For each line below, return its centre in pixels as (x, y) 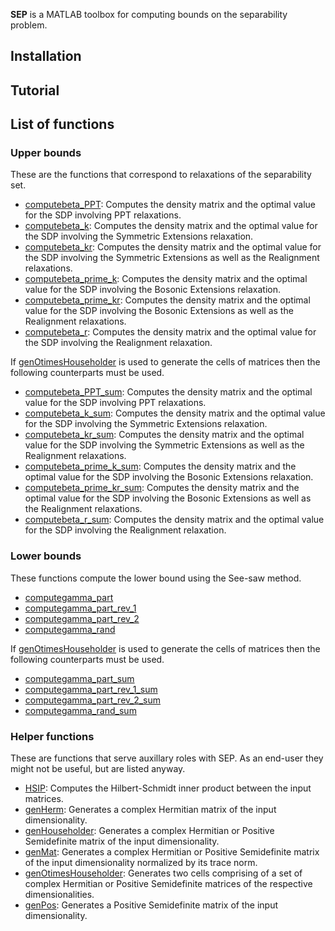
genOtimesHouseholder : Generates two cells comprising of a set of (163, 873)
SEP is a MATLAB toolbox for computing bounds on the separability (149, 14)
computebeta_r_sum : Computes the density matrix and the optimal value (174, 520)
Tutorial (35, 90)
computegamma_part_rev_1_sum (91, 689)
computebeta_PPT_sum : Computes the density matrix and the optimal (168, 392)
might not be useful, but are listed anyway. (98, 769)
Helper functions (52, 736)
